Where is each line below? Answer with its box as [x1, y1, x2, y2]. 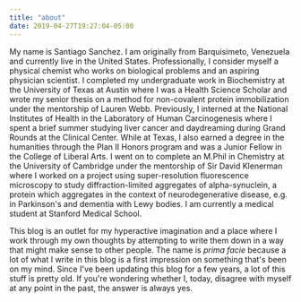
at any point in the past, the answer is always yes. [9, 282, 193, 293]
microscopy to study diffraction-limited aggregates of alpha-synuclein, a [9, 179, 278, 190]
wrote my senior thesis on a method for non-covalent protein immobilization [9, 93, 289, 104]
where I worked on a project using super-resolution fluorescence [9, 169, 249, 180]
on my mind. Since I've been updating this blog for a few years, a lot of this [9, 263, 286, 274]
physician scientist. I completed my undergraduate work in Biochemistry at [9, 74, 285, 85]
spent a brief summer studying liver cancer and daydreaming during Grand [9, 122, 286, 133]
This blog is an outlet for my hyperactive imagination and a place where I [9, 225, 278, 236]
